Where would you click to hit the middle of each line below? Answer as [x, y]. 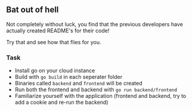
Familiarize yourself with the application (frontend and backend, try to [100, 96]
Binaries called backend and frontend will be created [78, 84]
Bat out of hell [32, 10]
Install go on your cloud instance [55, 70]
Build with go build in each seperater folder [69, 77]
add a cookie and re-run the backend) [61, 102]
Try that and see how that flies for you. [54, 42]
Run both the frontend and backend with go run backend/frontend [96, 90]
